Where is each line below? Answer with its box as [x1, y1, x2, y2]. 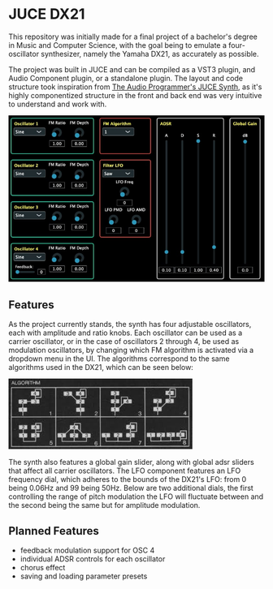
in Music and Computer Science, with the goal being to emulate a [8, 40, 227, 49]
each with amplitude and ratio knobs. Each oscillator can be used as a [8, 328, 243, 337]
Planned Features [8, 524, 100, 538]
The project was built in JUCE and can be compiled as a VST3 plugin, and [8, 64, 256, 74]
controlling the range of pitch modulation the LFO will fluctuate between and [8, 492, 264, 501]
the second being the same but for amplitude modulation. [8, 501, 201, 510]
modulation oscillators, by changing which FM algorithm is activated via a [8, 346, 254, 355]
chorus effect [19, 563, 66, 573]
